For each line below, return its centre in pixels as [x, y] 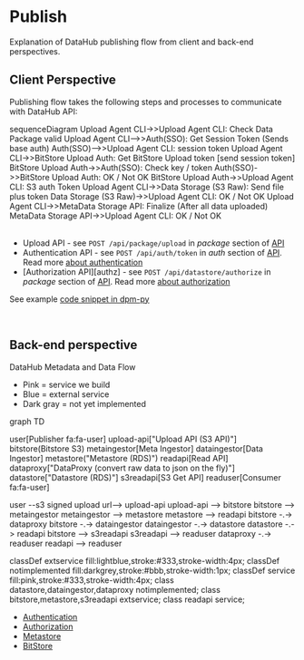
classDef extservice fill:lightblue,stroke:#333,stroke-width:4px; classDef [145, 560]
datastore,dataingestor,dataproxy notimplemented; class [115, 589]
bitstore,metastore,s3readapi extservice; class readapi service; [127, 599]
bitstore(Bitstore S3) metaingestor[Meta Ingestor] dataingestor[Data [136, 448]
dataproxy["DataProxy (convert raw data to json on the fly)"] [123, 468]
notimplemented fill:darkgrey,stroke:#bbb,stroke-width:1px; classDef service [152, 570]
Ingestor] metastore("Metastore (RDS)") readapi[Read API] [119, 458]
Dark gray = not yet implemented [84, 403]
